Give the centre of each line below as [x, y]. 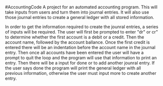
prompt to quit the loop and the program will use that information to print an [81, 58]
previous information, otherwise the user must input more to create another [81, 73]
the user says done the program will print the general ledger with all [73, 68]
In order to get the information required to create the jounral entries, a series [82, 27]
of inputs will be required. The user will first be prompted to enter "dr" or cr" [81, 32]
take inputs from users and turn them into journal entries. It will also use [77, 12]
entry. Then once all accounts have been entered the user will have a [74, 52]
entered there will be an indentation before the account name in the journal [80, 47]
